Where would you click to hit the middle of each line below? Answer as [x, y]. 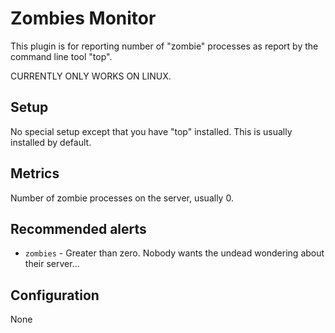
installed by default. [51, 142]
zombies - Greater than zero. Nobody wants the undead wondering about [174, 253]
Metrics [35, 173]
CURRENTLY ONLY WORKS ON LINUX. [91, 76]
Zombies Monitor [83, 18]
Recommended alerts [78, 228]
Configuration [55, 295]
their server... [52, 264]
